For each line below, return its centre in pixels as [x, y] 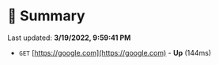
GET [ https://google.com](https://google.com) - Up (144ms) [115, 52]
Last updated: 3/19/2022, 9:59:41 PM [69, 38]
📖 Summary [46, 16]
